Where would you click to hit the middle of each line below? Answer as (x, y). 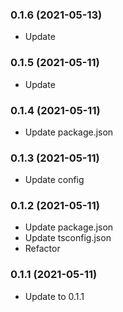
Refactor (42, 249)
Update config (54, 180)
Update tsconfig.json (68, 238)
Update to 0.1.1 (54, 296)
